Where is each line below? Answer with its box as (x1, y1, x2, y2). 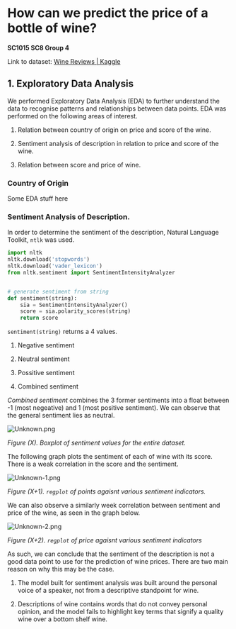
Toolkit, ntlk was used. (7, 235, 75, 244)
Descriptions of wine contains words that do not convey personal (17, 600, 208, 608)
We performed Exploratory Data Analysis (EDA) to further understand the (7, 96, 220, 105)
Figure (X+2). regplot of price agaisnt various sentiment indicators (7, 536, 203, 545)
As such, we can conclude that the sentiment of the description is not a (7, 550, 215, 558)
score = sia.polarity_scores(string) (20, 308, 131, 315)
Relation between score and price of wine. (17, 160, 141, 169)
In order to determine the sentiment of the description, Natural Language (7, 228, 219, 237)
